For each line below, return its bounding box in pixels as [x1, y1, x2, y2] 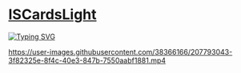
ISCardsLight [8, 6, 98, 24]
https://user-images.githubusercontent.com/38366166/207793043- [8, 47, 233, 56]
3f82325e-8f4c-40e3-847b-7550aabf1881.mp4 [8, 56, 167, 65]
